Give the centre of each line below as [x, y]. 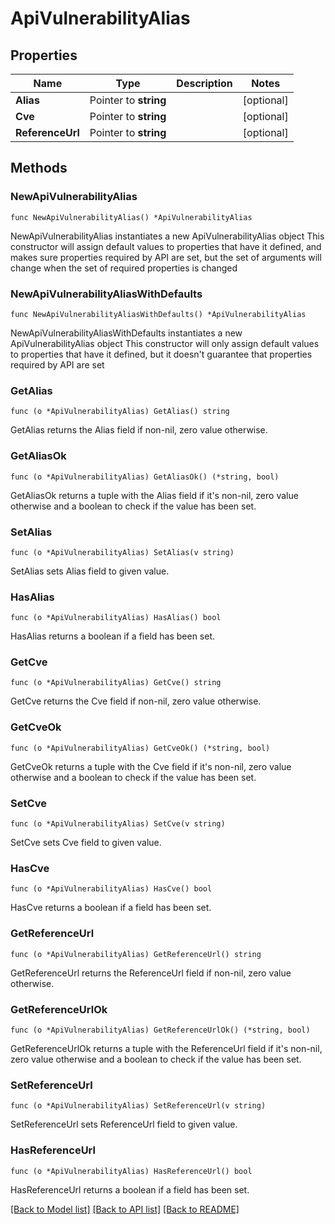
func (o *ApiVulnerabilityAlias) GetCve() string [116, 683]
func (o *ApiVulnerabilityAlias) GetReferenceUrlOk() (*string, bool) [160, 1030]
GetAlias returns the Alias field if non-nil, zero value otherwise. [139, 430]
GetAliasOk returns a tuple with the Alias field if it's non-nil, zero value [154, 495]
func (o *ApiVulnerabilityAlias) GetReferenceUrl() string [136, 954]
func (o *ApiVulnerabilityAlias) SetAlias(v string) [122, 552]
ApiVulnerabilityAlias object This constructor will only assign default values [165, 343]
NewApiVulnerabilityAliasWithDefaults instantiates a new [126, 333]
